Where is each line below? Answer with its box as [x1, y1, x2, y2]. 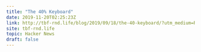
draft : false [6, 36, 39, 42]
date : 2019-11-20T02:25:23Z [6, 14, 77, 20]
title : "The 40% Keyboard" [6, 8, 74, 15]
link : [6, 20, 20, 26]
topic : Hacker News [6, 31, 55, 37]
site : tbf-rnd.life [6, 25, 55, 32]
